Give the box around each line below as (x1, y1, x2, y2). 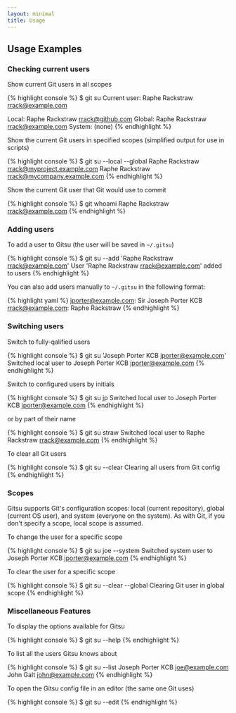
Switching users (7, 321, 65, 331)
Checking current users (7, 64, 90, 74)
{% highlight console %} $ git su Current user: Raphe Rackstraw (7, 94, 193, 102)
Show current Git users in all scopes (7, 80, 112, 89)
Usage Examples (7, 43, 82, 55)
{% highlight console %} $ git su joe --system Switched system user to (7, 547, 213, 555)
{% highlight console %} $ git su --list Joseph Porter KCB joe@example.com (7, 663, 229, 671)
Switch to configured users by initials (7, 380, 114, 388)
